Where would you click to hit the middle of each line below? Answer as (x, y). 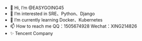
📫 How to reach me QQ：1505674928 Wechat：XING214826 (73, 26)
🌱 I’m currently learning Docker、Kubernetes (56, 20)
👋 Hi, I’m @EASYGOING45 (37, 8)
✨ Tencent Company (31, 33)
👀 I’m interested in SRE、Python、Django (52, 13)
